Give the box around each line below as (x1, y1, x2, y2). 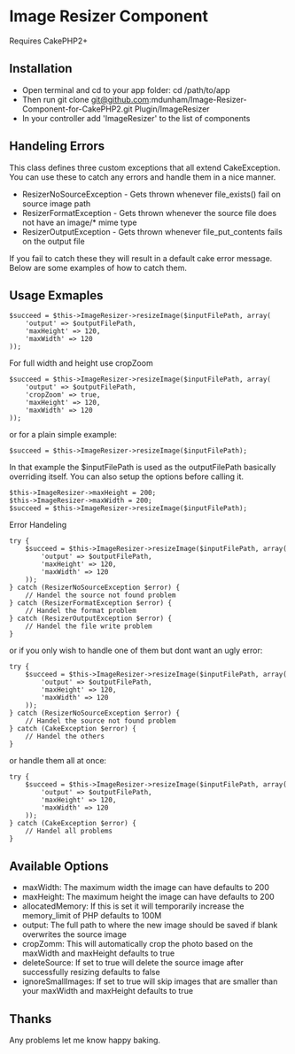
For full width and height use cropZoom (9, 358, 153, 368)
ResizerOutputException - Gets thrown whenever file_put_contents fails (21, 226, 283, 236)
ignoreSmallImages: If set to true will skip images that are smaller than (21, 976, 278, 987)
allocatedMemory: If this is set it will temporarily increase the (21, 901, 245, 911)
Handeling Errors (9, 139, 105, 154)
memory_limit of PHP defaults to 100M (21, 911, 162, 921)
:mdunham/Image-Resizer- (149, 94, 247, 105)
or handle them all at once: (9, 756, 107, 766)
